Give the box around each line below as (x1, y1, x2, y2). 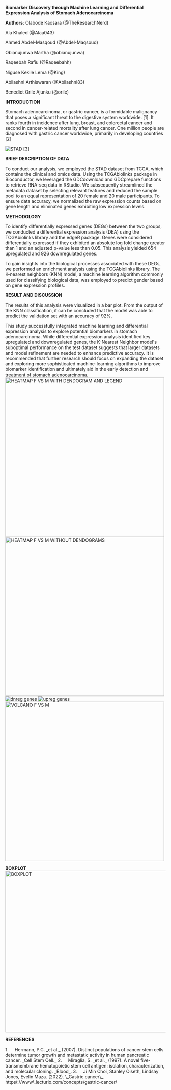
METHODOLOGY (5, 214, 41, 219)
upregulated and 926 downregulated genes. (5, 250, 98, 257)
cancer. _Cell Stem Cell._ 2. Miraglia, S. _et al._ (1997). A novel (5, 1057, 140, 1063)
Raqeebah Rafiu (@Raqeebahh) (5, 59, 71, 65)
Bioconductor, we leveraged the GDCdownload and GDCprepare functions (5, 176, 161, 182)
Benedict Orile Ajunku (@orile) (5, 89, 69, 95)
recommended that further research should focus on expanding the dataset (5, 355, 164, 361)
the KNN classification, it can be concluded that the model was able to (5, 308, 153, 313)
